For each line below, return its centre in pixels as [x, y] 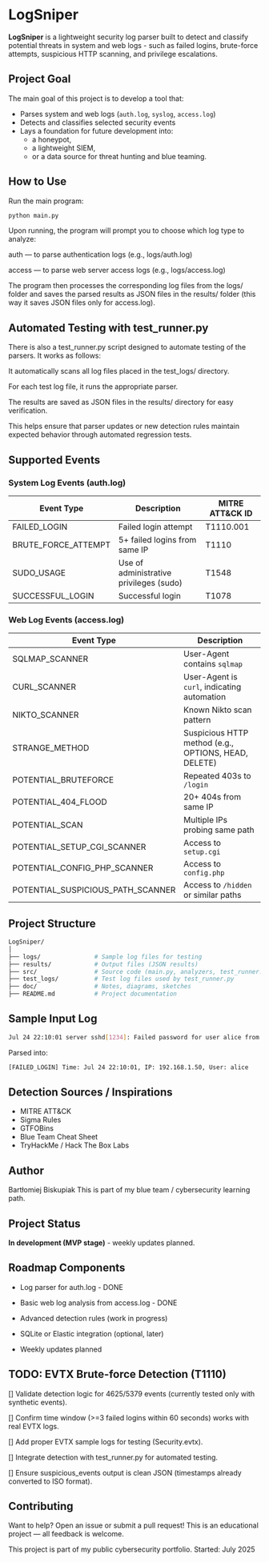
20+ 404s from [213, 797]
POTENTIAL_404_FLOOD [60, 802]
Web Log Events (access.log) [66, 619]
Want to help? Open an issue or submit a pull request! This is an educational [133, 1525]
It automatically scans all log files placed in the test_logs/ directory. [119, 371]
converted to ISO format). [50, 1481]
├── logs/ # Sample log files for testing [105, 957]
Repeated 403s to [217, 776]
